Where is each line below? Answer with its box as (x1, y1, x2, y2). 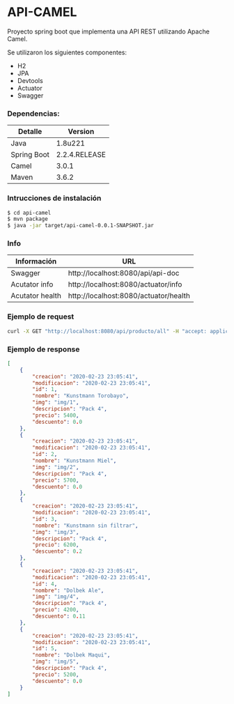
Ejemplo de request (7, 312, 75, 321)
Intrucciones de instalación (7, 193, 102, 203)
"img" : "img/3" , (32, 528, 79, 535)
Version (68, 127, 95, 137)
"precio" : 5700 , (32, 477, 79, 484)
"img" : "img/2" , (32, 464, 79, 470)
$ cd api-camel (7, 209, 52, 216)
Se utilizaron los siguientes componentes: (7, 48, 127, 56)
